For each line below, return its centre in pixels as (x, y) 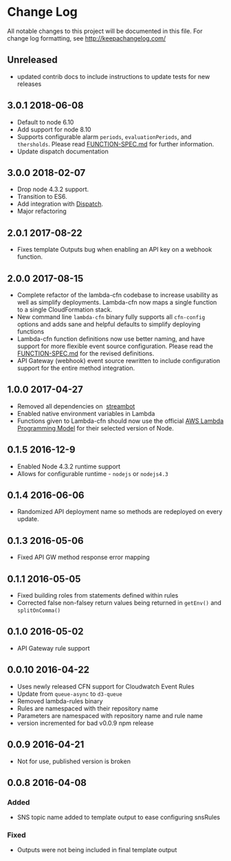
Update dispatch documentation (63, 151)
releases (29, 84)
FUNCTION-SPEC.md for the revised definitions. (86, 353)
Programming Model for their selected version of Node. (95, 428)
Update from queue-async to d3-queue (69, 694)
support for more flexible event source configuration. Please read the (115, 346)
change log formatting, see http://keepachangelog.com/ (87, 38)
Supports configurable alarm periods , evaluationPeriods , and (104, 137)
